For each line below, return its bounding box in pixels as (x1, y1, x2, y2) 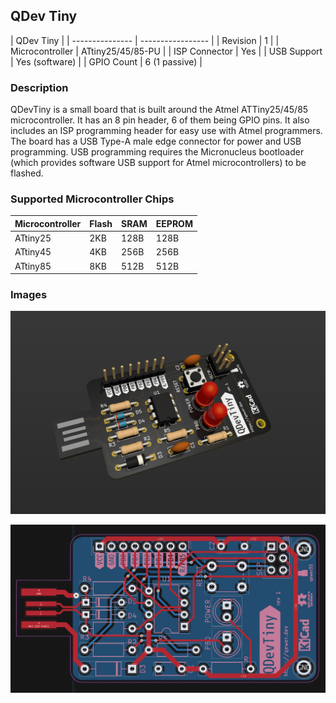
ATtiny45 (14, 246, 52, 258)
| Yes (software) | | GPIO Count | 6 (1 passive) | (10, 55, 203, 68)
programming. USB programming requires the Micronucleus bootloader (10, 146, 305, 158)
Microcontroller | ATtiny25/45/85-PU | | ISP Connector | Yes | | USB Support (10, 45, 323, 57)
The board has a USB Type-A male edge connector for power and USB (10, 135, 302, 148)
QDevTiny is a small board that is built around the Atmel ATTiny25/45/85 (10, 104, 309, 116)
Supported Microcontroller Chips (10, 192, 175, 206)
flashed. (10, 167, 44, 179)
